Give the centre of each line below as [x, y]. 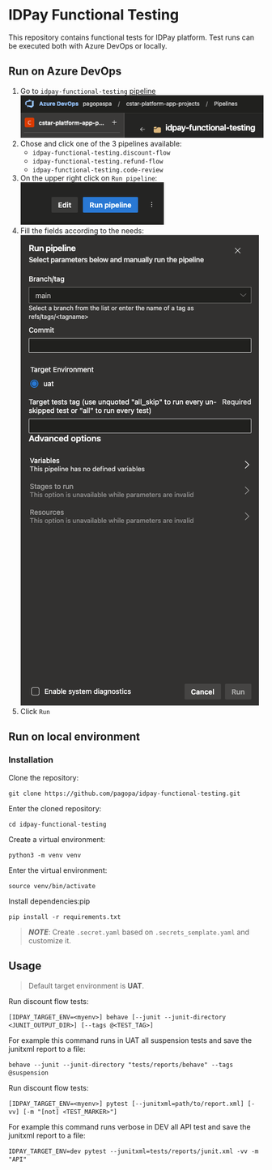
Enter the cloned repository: [55, 808]
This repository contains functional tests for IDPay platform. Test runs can [132, 37]
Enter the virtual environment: [58, 870]
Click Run [35, 712]
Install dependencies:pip [49, 901]
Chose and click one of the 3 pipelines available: [101, 144]
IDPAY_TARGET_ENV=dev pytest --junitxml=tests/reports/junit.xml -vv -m [134, 1151]
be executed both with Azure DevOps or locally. [88, 45]
